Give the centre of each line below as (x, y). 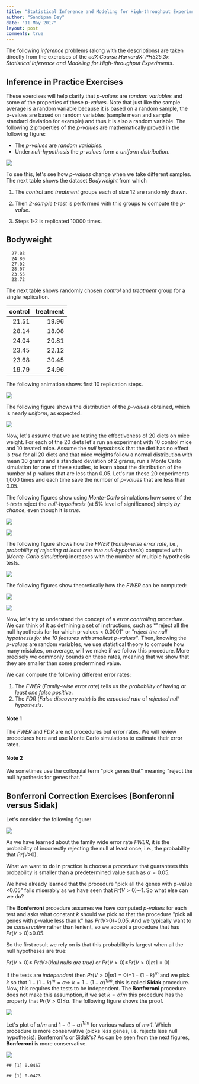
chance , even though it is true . (44, 510)
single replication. (28, 296)
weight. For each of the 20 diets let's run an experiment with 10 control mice (99, 442)
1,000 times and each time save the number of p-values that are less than (96, 479)
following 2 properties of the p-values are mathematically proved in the (93, 127)
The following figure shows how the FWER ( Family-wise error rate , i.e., (92, 543)
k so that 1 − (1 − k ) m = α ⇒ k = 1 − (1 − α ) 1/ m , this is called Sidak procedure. (98, 981)
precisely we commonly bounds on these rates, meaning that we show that (98, 657)
